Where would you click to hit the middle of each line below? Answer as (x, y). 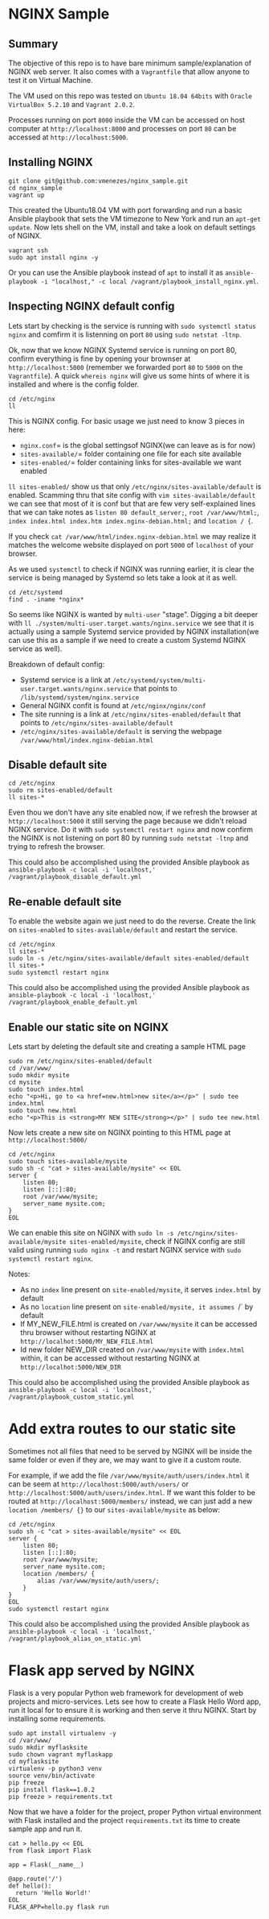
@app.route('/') (35, 1879)
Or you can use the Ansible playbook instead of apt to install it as (116, 272)
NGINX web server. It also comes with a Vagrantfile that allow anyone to (129, 72)
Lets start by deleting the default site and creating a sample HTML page (127, 1047)
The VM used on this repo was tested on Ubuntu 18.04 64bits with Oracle (130, 96)
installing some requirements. (57, 1718)
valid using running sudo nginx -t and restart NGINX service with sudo (125, 1250)
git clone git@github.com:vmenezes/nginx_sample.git (98, 181)
